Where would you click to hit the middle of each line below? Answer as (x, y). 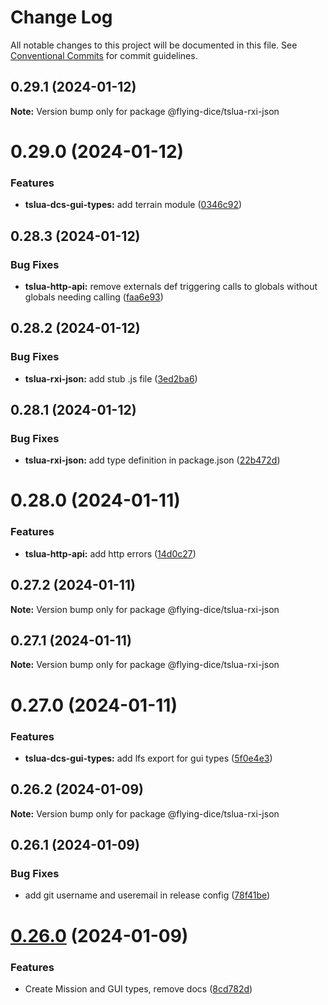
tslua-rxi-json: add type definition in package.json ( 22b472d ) (152, 460)
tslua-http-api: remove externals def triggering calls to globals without (171, 286)
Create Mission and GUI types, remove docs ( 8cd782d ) (138, 988)
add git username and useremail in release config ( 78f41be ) (147, 895)
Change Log (61, 17)
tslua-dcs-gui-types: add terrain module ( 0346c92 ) (133, 205)
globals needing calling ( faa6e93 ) (94, 297)
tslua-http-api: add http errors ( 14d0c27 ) (110, 553)
